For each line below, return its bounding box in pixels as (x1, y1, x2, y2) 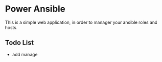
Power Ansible (5, 3, 66, 15)
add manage (12, 51, 38, 57)
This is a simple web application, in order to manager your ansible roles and (5, 19, 158, 25)
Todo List (5, 39, 34, 47)
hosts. (5, 24, 18, 30)
